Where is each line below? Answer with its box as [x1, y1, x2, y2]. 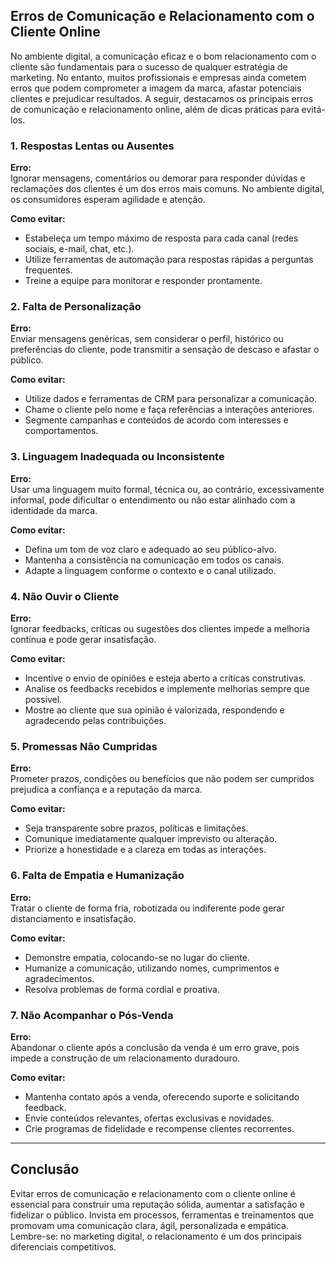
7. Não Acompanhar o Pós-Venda [10, 1008, 174, 1022]
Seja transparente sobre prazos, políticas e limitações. [24, 822, 249, 834]
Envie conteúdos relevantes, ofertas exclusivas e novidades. [24, 1112, 275, 1124]
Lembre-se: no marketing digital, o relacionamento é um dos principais [10, 1230, 302, 1242]
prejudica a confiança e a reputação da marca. [10, 784, 203, 796]
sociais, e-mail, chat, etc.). [24, 243, 135, 255]
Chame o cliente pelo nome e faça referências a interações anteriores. [24, 404, 315, 416]
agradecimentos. [24, 972, 95, 984]
